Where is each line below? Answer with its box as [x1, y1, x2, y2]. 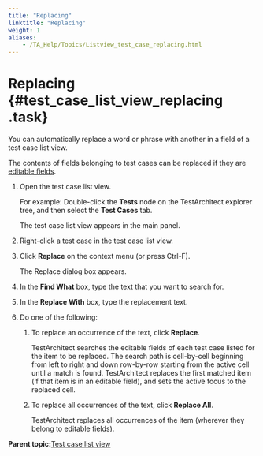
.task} [8, 108, 49, 126]
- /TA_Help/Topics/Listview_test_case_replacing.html [22, 41, 202, 49]
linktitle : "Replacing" [8, 19, 87, 27]
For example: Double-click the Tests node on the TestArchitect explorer [19, 197, 253, 207]
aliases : [8, 33, 37, 42]
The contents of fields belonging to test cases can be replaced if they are [8, 159, 246, 168]
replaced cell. [31, 385, 76, 394]
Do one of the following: [19, 312, 98, 322]
